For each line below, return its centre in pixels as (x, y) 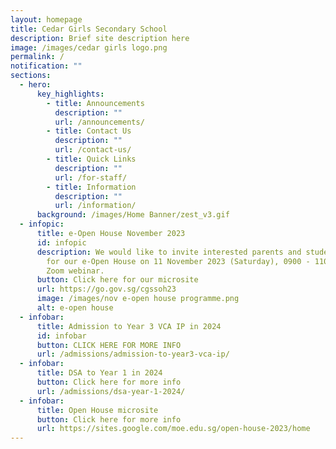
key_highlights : (70, 94)
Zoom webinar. (75, 271)
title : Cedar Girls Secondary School (89, 29)
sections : (31, 76)
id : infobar (61, 336)
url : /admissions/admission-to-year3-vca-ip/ (133, 354)
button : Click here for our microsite (117, 280)
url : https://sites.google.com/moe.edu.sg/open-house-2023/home (173, 429)
